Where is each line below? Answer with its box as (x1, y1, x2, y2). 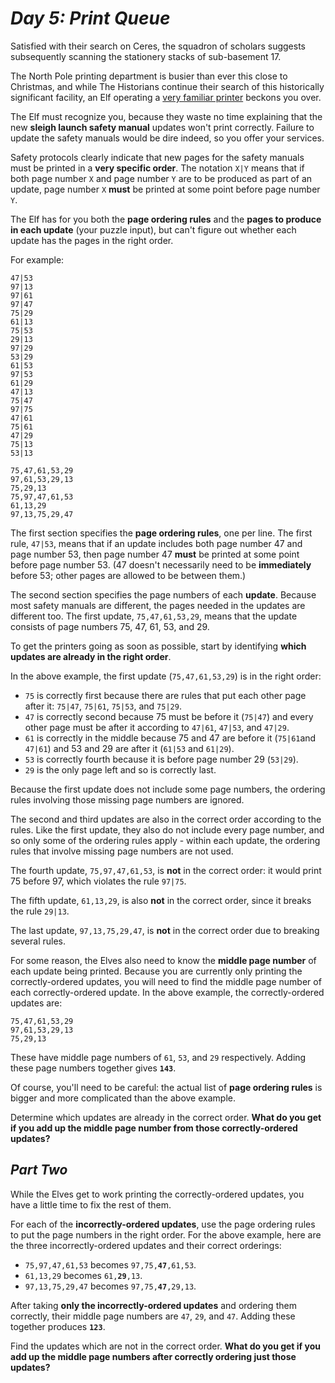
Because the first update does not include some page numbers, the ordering (10, 783, 326, 795)
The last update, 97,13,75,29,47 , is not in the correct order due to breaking (10, 924, 320, 936)
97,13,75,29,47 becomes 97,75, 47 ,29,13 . (24, 1280, 197, 1292)
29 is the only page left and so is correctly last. (24, 763, 217, 776)
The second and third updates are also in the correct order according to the (10, 813, 322, 825)
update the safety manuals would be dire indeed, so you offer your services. (10, 132, 325, 144)
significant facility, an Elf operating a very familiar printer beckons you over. (10, 91, 322, 103)
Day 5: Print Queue (10, 7, 171, 30)
